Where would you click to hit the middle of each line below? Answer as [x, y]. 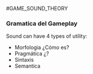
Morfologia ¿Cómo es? [42, 47]
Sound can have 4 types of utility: [47, 36]
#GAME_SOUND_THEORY [37, 8]
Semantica [27, 66]
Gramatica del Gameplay [42, 23]
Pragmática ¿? [32, 54]
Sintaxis [24, 60]
